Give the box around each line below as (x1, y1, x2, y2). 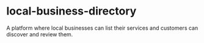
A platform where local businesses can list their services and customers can (6, 24, 199, 31)
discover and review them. (6, 30, 73, 38)
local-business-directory (6, 4, 137, 18)
